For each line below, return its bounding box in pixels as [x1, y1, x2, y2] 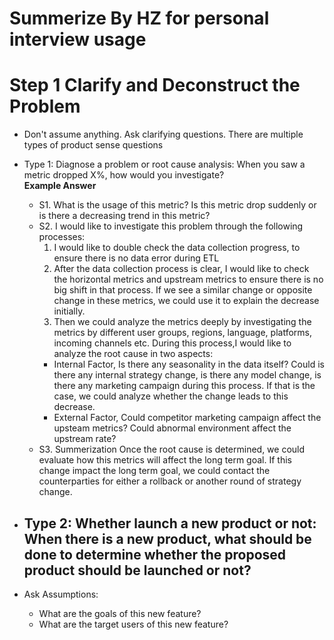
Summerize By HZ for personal [9, 7, 270, 30]
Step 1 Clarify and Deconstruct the [9, 74, 301, 97]
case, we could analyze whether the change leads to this [53, 390, 289, 402]
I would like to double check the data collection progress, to [53, 242, 301, 254]
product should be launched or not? [23, 562, 252, 579]
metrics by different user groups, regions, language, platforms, [53, 327, 312, 339]
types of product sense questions [23, 139, 164, 151]
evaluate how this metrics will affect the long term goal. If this [38, 454, 292, 466]
